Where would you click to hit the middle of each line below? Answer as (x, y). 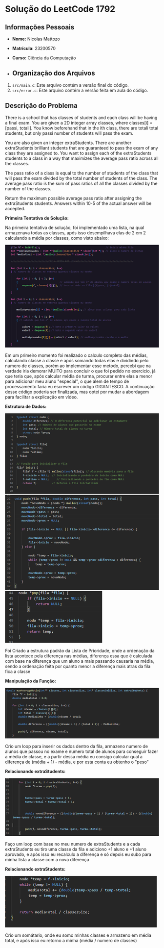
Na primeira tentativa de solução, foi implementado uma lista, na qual (75, 227)
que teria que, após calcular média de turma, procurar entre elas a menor (79, 376)
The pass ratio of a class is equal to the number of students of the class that (82, 173)
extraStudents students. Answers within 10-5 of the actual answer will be (78, 203)
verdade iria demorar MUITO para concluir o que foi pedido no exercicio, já (81, 371)
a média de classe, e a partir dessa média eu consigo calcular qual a (74, 756)
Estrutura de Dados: (26, 406)
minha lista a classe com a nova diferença (47, 859)
